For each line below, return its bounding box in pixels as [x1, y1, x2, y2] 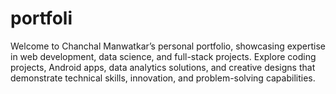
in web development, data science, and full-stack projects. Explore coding [10, 50, 317, 62]
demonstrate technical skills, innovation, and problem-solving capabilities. [10, 72, 316, 84]
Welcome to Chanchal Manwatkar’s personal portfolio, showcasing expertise [10, 40, 326, 52]
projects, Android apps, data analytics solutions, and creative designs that [10, 61, 316, 73]
